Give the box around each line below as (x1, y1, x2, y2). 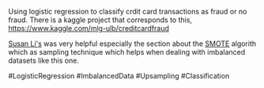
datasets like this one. (8, 55, 79, 65)
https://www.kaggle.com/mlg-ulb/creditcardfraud (8, 24, 170, 33)
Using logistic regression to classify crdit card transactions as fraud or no (8, 7, 247, 16)
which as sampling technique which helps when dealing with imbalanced (8, 48, 246, 56)
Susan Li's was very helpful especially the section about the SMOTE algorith (8, 39, 257, 48)
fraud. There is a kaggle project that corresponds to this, (8, 15, 192, 25)
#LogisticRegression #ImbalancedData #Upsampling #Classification (8, 71, 230, 80)
